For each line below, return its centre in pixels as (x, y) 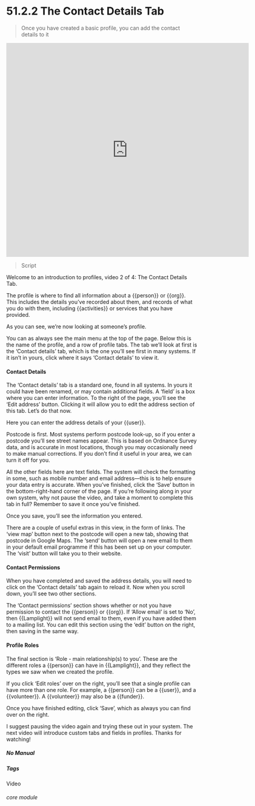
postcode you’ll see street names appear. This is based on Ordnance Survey (101, 441)
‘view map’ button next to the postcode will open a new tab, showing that (98, 534)
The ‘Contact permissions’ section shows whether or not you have (89, 606)
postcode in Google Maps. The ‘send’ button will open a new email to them (99, 541)
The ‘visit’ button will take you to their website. (64, 554)
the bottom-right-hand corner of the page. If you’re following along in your (99, 491)
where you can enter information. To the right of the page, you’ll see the (96, 398)
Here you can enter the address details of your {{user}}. (76, 422)
